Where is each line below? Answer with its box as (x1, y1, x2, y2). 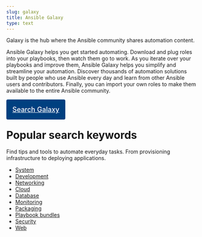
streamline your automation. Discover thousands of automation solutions (6, 68, 187, 75)
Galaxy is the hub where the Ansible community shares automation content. (6, 37, 195, 44)
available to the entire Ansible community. (6, 87, 111, 95)
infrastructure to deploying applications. (6, 155, 106, 162)
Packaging (15, 205, 42, 212)
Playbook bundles (15, 212, 60, 219)
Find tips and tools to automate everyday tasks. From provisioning (6, 148, 171, 155)
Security (15, 218, 36, 225)
